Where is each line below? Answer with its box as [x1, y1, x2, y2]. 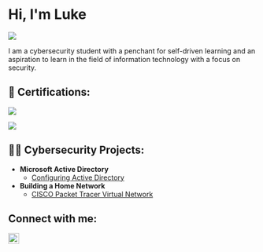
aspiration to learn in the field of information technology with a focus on [8, 54, 241, 64]
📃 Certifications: [8, 86, 91, 99]
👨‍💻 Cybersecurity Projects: [8, 144, 145, 157]
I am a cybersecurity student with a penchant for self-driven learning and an [8, 46, 256, 56]
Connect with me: [8, 212, 98, 225]
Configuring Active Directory [31, 173, 124, 182]
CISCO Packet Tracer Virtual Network [31, 189, 154, 199]
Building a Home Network [19, 181, 106, 190]
